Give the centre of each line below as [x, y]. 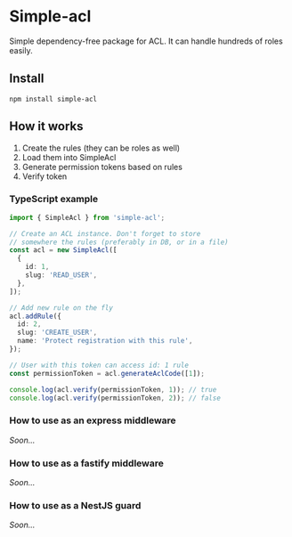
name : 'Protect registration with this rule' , [105, 341]
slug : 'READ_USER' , [61, 275]
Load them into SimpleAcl [69, 157]
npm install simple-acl [53, 99]
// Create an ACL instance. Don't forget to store [105, 233]
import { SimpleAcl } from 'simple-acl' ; [87, 217]
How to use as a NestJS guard [75, 505]
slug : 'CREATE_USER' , [57, 333]
